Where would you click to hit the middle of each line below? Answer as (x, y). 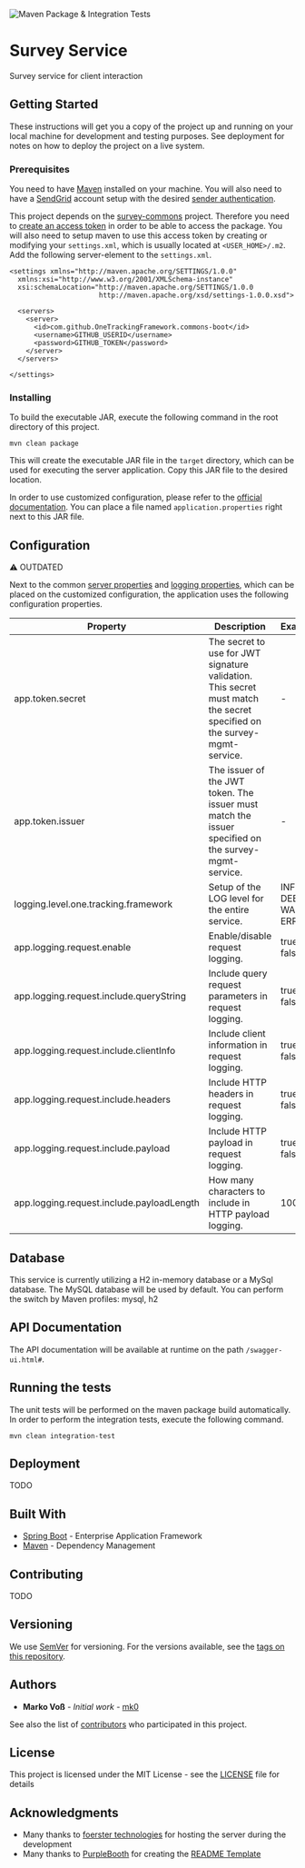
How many (231, 1180)
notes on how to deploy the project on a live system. (107, 145)
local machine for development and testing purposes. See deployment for (147, 135)
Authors (33, 1685)
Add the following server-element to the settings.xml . (111, 255)
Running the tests (60, 1388)
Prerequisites (39, 169)
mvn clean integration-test (63, 1436)
